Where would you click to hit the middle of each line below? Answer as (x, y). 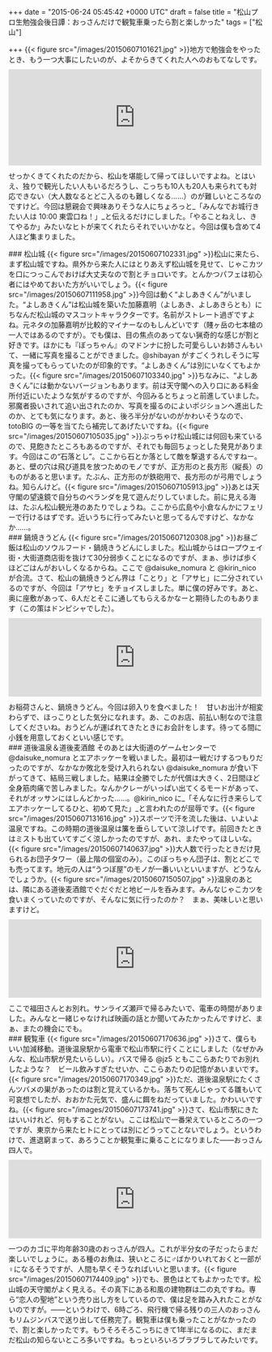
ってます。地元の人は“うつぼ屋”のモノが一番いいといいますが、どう (135, 869)
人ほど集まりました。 (44, 237)
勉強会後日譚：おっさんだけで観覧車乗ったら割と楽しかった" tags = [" (139, 22)
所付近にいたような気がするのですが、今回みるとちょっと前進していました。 (136, 396)
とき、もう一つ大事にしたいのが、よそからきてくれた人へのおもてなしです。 (135, 60)
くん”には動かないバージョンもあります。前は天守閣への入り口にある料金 (137, 386)
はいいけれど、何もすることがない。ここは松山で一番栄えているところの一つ (136, 1120)
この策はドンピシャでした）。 (70, 608)
